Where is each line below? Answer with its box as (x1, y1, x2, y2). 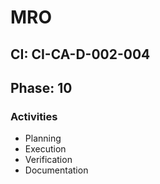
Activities (10, 109, 58, 123)
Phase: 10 (10, 79, 73, 96)
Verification (24, 154, 73, 166)
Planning (24, 132, 62, 145)
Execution (24, 143, 67, 155)
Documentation (24, 164, 89, 176)
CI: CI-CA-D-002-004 (10, 46, 151, 63)
